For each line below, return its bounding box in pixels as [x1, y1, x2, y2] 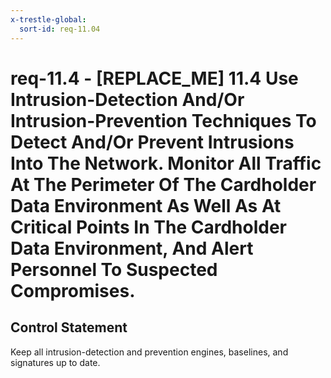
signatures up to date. [10, 356, 101, 368]
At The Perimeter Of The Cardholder [10, 173, 317, 196]
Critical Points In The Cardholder [10, 216, 287, 238]
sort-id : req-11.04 [19, 24, 101, 34]
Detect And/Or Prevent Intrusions [10, 131, 295, 153]
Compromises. [10, 279, 136, 302]
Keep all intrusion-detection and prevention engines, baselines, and [10, 346, 289, 358]
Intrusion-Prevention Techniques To [10, 109, 317, 132]
